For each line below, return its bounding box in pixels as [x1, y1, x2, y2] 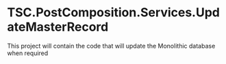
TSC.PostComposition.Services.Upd [7, 5, 221, 20]
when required [7, 49, 49, 57]
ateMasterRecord [7, 19, 109, 35]
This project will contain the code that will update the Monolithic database [7, 42, 216, 50]
